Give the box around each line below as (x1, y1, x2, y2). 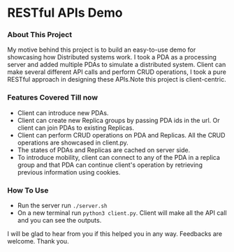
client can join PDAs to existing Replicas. (17, 124, 135, 132)
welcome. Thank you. (7, 237, 69, 246)
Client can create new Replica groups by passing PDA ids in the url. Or (17, 116, 220, 124)
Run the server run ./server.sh (17, 201, 108, 210)
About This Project (7, 30, 72, 40)
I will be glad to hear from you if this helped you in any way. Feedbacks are (7, 230, 223, 238)
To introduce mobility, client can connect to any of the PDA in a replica (17, 153, 220, 161)
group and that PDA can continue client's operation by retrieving (17, 161, 203, 169)
